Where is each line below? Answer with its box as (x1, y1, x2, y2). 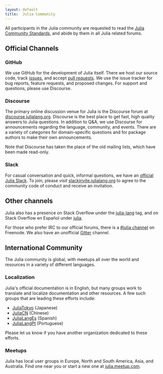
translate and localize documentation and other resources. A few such (5, 290, 146, 296)
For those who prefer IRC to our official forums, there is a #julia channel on (5, 224, 155, 230)
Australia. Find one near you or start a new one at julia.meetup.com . (5, 363, 141, 369)
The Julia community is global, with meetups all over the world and (5, 257, 140, 262)
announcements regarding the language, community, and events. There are (5, 124, 157, 130)
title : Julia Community (5, 12, 55, 17)
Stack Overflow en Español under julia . (5, 215, 83, 221)
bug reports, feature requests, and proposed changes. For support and (5, 80, 147, 86)
